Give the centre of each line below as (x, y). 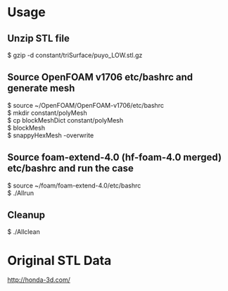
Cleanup (26, 215)
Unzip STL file (39, 38)
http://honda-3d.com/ (39, 280)
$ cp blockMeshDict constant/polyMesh (65, 120)
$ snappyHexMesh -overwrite (51, 135)
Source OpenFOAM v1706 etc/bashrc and (100, 77)
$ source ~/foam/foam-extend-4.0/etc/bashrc (74, 185)
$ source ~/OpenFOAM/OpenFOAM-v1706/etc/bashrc (85, 105)
